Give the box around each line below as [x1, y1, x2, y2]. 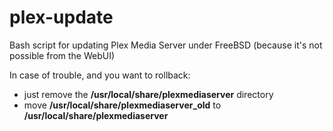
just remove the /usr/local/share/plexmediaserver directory [23, 88, 274, 100]
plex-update [9, 6, 114, 29]
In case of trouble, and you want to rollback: [9, 69, 191, 81]
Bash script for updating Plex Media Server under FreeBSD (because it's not [9, 39, 323, 51]
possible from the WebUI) [9, 49, 116, 61]
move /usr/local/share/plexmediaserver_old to [23, 99, 222, 111]
